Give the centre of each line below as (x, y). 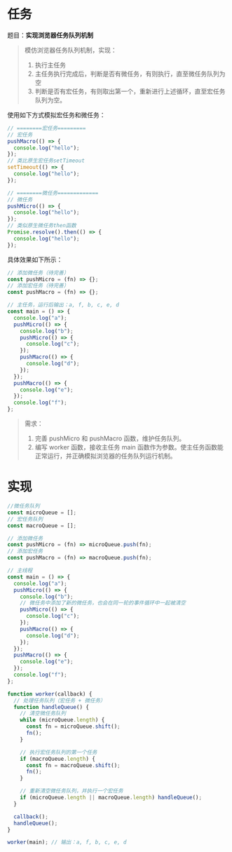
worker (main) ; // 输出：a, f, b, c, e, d (67, 842)
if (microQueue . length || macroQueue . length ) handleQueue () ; (111, 797)
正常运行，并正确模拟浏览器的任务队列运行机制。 (105, 456)
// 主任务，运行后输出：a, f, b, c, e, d (63, 305)
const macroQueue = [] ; (42, 526)
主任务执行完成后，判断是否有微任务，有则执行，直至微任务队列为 (130, 74)
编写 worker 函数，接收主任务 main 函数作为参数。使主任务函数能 (129, 447)
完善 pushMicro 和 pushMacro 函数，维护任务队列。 (110, 438)
